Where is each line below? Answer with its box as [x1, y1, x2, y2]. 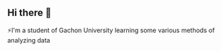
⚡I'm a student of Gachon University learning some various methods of [7, 26, 215, 34]
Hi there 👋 [7, 7, 52, 19]
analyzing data [7, 36, 51, 44]
